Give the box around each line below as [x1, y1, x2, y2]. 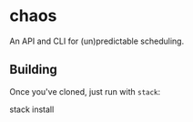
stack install [9, 104, 55, 115]
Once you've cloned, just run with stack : [9, 86, 161, 97]
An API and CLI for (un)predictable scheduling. [9, 36, 185, 46]
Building [9, 62, 57, 77]
